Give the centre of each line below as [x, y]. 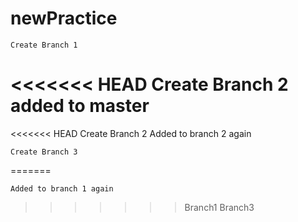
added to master [80, 106]
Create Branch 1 [44, 45]
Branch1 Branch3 [219, 207]
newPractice [64, 18]
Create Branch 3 [44, 152]
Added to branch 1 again [62, 188]
